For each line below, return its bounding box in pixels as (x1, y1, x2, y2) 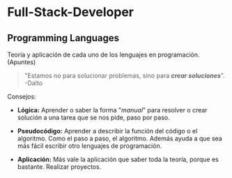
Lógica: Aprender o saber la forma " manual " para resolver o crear (17, 106, 208, 114)
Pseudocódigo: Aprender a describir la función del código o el (17, 127, 198, 135)
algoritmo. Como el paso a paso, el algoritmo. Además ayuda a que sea (17, 134, 223, 142)
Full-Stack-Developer (7, 4, 134, 20)
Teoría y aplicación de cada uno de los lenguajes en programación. (7, 50, 200, 59)
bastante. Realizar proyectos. (17, 163, 102, 171)
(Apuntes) (7, 58, 36, 66)
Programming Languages (7, 32, 120, 44)
